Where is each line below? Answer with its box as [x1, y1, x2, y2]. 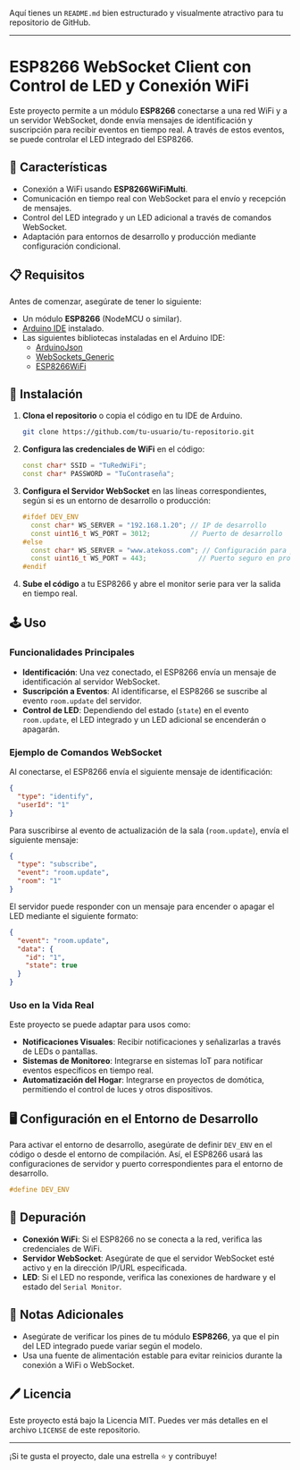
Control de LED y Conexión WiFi [9, 76, 249, 97]
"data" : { [17, 944, 54, 954]
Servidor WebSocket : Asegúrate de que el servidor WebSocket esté [21, 1253, 275, 1263]
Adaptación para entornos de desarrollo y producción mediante [21, 231, 256, 242]
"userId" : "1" [17, 800, 70, 809]
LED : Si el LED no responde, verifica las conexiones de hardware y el [21, 1271, 277, 1282]
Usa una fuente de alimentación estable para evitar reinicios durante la [21, 1350, 283, 1361]
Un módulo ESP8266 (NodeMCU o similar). [21, 313, 182, 324]
